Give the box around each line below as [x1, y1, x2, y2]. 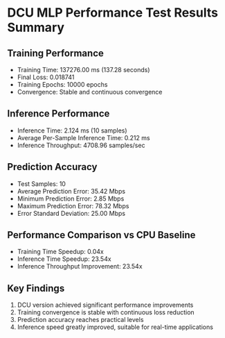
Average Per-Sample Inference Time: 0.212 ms [17, 133, 150, 142]
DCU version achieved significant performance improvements [17, 301, 194, 310]
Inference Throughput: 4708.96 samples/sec [17, 141, 145, 149]
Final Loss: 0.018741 [17, 73, 75, 81]
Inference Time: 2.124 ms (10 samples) [17, 126, 127, 135]
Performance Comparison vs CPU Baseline [7, 229, 196, 241]
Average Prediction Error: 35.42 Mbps [17, 187, 126, 195]
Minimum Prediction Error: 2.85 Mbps [17, 194, 125, 203]
